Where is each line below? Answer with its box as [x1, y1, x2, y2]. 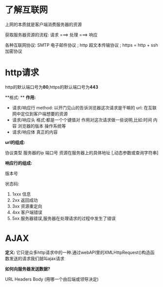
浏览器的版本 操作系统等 [18, 123, 66, 129]
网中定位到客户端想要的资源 [12, 110, 68, 117]
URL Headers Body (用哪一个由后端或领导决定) [5, 276, 99, 282]
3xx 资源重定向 [12, 203, 42, 209]
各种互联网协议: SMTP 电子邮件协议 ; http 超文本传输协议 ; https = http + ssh [5, 42, 158, 48]
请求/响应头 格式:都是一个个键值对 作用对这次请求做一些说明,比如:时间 [12, 117, 152, 123]
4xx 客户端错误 [12, 209, 43, 215]
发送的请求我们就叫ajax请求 [9, 255, 65, 261]
